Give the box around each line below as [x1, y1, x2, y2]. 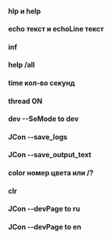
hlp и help [8, 6, 42, 16]
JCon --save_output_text [8, 150, 92, 160]
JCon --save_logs [8, 132, 68, 142]
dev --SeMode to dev [8, 114, 79, 123]
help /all [8, 60, 35, 70]
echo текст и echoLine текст [8, 24, 104, 34]
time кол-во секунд [8, 78, 75, 87]
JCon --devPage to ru [8, 204, 81, 214]
